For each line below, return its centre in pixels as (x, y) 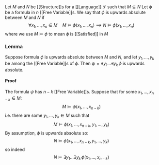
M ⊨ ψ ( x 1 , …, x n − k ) (81, 107)
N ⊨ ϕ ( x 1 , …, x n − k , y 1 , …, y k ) (81, 141)
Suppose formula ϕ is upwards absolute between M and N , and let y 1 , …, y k (79, 57)
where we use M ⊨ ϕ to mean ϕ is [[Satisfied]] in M (56, 34)
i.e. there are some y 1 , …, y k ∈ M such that (47, 116)
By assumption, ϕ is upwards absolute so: (47, 133)
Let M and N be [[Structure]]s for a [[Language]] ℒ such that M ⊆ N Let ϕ (79, 7)
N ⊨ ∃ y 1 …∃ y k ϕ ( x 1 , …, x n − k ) (81, 157)
